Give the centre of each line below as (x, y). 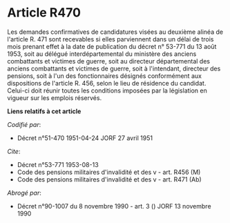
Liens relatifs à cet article (44, 111)
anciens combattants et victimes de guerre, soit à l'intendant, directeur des (114, 68)
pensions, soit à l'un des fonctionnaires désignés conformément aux (105, 76)
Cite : (14, 151)
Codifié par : (24, 124)
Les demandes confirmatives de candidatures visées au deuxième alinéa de (115, 32)
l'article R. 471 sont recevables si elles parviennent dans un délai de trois (111, 39)
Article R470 (44, 13)
